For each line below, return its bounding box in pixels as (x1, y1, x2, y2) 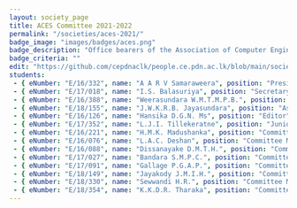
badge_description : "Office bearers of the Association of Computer (9, 46, 267, 55)
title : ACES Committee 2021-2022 (9, 21, 133, 30)
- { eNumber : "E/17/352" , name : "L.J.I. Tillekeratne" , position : (12, 120, 263, 129)
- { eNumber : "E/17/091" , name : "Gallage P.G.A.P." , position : (12, 161, 251, 170)
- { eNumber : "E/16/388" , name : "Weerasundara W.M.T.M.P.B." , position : (12, 95, 287, 104)
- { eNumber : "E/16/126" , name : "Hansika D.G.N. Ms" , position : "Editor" (12, 112, 291, 120)
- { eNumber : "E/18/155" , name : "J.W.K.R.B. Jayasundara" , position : (12, 104, 275, 112)
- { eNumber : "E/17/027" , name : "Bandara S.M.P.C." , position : (12, 152, 251, 162)
